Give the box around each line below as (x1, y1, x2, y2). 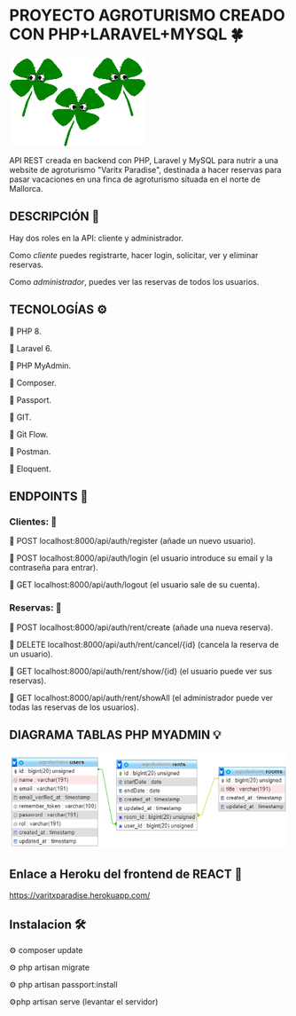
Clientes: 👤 (9, 516, 58, 528)
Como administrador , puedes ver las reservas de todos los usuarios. (9, 276, 260, 287)
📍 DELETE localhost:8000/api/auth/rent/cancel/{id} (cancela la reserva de (9, 639, 279, 650)
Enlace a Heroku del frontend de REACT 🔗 (9, 866, 243, 881)
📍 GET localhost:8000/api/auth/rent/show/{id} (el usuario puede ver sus (9, 666, 273, 676)
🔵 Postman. (9, 445, 51, 457)
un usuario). (9, 649, 53, 659)
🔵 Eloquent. (9, 463, 51, 474)
